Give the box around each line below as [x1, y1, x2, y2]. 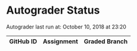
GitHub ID [9, 37, 38, 45]
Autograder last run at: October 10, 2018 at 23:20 [6, 23, 127, 30]
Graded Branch [83, 37, 128, 45]
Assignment [42, 37, 79, 45]
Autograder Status [6, 4, 100, 17]
